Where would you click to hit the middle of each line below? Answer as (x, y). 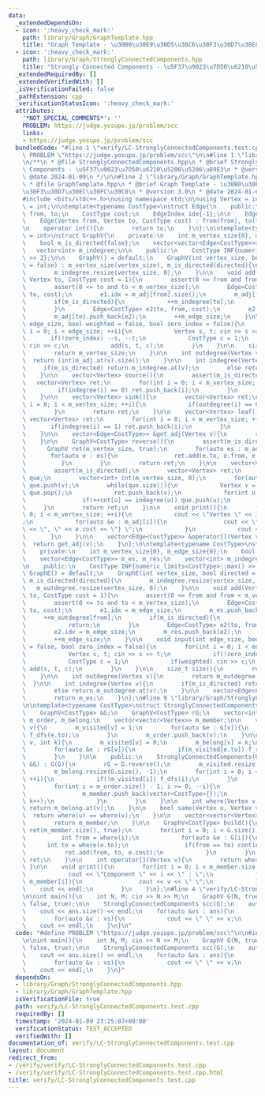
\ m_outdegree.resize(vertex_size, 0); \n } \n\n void (125, 588)
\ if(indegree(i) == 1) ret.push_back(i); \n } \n (127, 426)
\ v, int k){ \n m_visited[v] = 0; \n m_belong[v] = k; (137, 742)
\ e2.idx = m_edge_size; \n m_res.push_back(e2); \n (132, 632)
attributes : (35, 111)
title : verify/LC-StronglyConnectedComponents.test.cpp (102, 1080)
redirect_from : (33, 1058)
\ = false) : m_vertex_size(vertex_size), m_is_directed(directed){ (137, 265)
